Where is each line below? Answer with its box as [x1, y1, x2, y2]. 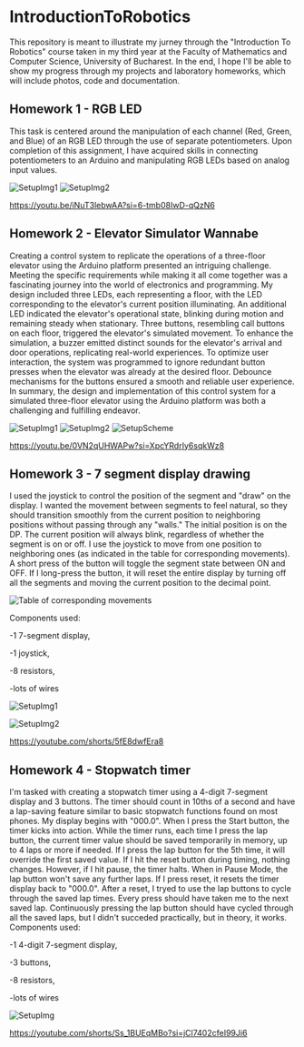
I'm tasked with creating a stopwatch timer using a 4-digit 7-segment [9, 787, 268, 798]
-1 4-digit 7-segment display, [9, 940, 118, 951]
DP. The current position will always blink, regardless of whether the [9, 529, 265, 540]
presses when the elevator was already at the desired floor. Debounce [9, 366, 272, 377]
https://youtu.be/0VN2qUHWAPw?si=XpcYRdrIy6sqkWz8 [9, 439, 225, 451]
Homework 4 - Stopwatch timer [9, 762, 191, 778]
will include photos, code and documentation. [9, 75, 180, 86]
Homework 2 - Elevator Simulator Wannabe [9, 226, 259, 242]
